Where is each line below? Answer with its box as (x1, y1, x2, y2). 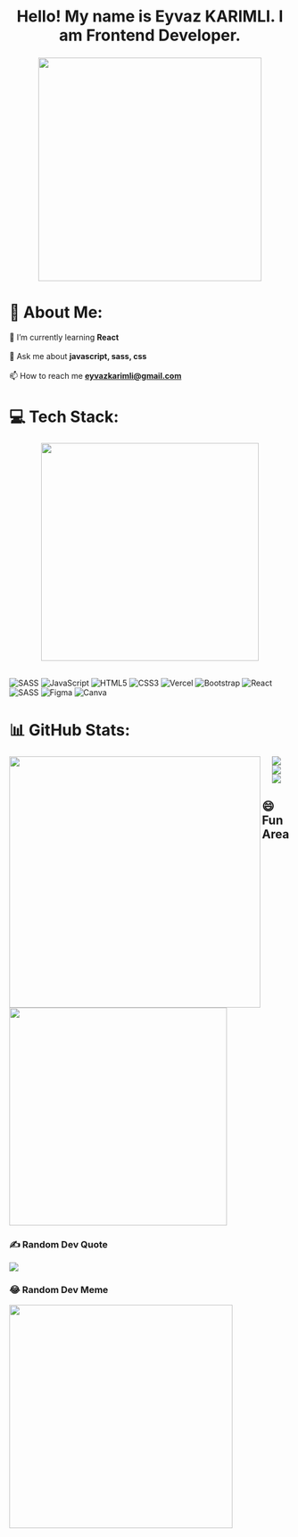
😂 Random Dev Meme (9, 1284, 109, 1297)
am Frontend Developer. (59, 25, 241, 46)
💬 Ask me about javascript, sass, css (9, 351, 147, 362)
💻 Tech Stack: (9, 407, 120, 427)
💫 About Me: (9, 302, 103, 323)
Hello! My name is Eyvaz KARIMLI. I (16, 6, 284, 27)
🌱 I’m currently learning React (9, 332, 120, 343)
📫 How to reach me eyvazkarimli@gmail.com (9, 371, 182, 382)
